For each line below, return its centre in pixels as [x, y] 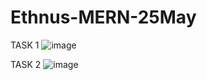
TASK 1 [25, 45]
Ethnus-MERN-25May [103, 17]
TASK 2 [26, 64]
